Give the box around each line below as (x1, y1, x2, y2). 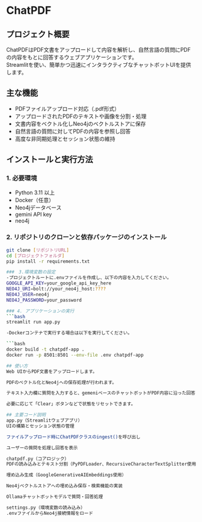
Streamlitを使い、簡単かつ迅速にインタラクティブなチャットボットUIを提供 (6, 61, 191, 68)
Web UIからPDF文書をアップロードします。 (6, 368, 97, 375)
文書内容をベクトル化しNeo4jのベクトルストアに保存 (14, 120, 146, 127)
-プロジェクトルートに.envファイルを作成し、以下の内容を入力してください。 (6, 275, 172, 281)
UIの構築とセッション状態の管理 (6, 423, 75, 429)
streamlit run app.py (6, 319, 61, 325)
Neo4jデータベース (14, 204, 62, 211)
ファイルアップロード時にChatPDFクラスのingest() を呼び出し (6, 434, 141, 440)
